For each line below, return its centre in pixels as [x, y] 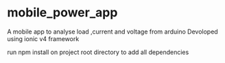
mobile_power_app [62, 13]
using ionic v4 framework [43, 38]
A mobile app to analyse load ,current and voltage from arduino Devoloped [113, 32]
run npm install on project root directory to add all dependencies [98, 52]
